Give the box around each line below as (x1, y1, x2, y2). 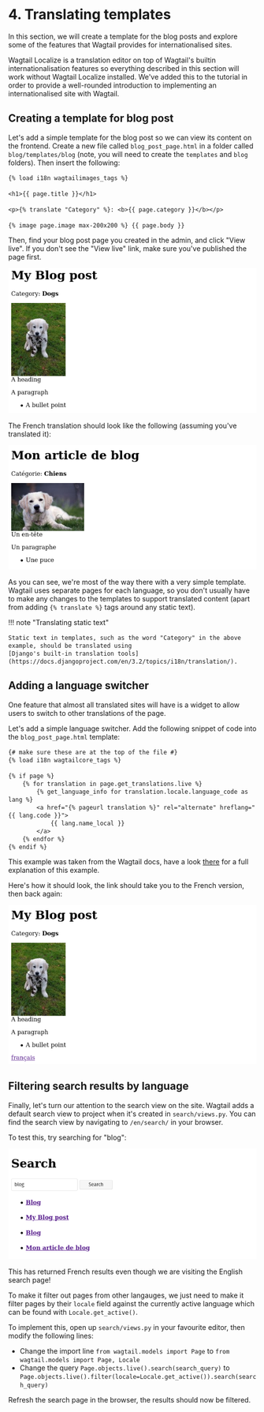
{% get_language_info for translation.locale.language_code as (36, 788, 248, 796)
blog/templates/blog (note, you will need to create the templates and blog (8, 149, 248, 159)
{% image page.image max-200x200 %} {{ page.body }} (8, 221, 185, 230)
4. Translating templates (8, 6, 172, 24)
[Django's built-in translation (8, 650, 114, 657)
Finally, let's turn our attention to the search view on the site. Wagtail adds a (8, 1100, 255, 1110)
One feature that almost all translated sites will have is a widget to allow (8, 700, 240, 710)
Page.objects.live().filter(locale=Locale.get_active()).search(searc (19, 1373, 257, 1380)
